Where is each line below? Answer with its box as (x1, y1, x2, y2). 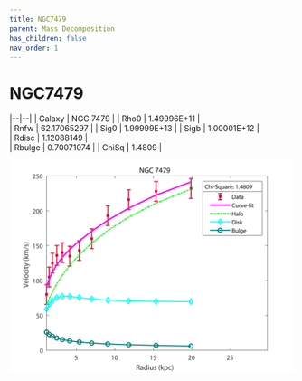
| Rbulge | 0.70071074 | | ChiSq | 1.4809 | (9, 142, 163, 153)
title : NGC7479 (9, 14, 67, 24)
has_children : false (9, 33, 88, 43)
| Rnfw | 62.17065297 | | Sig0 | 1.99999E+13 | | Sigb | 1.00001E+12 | (9, 123, 260, 134)
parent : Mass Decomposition (9, 24, 116, 33)
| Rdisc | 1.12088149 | (9, 132, 89, 144)
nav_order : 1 (9, 43, 59, 52)
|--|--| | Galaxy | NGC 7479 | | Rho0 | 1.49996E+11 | (9, 113, 201, 124)
